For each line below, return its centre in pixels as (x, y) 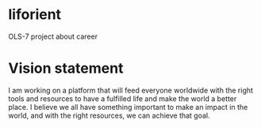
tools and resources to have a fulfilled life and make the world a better (123, 98)
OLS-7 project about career (53, 36)
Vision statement (66, 68)
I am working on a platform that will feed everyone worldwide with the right (131, 90)
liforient (35, 15)
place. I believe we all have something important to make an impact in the (128, 107)
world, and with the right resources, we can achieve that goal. (109, 115)
